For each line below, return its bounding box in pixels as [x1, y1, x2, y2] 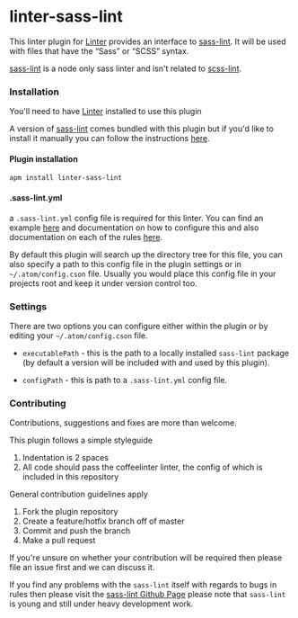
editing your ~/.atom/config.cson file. [9, 330, 148, 341]
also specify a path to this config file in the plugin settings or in [9, 258, 242, 269]
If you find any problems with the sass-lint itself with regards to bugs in [9, 579, 277, 590]
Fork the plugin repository [22, 506, 118, 517]
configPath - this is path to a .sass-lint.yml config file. [22, 374, 228, 385]
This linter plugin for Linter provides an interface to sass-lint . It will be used [9, 36, 286, 47]
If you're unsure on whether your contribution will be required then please [9, 552, 283, 563]
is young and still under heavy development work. [9, 598, 194, 609]
